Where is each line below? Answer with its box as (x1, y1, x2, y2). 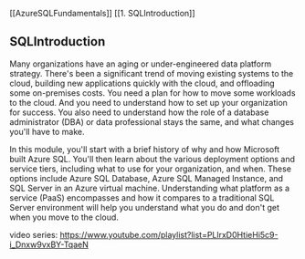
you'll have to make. (9, 126, 85, 137)
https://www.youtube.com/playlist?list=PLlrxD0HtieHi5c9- (59, 229, 279, 240)
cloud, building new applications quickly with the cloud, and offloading (9, 78, 276, 88)
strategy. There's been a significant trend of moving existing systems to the (9, 67, 294, 78)
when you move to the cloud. (9, 212, 119, 223)
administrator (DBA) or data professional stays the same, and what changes (9, 116, 295, 127)
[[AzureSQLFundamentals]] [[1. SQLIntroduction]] (9, 8, 195, 18)
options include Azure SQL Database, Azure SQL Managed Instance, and (9, 172, 284, 183)
